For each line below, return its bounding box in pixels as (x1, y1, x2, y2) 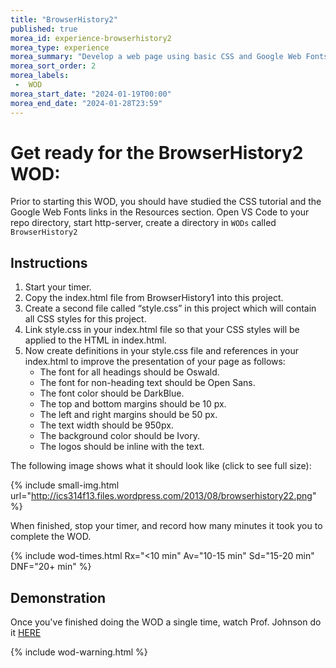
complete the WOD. (10, 531, 92, 543)
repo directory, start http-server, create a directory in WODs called (10, 217, 277, 229)
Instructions (10, 254, 88, 271)
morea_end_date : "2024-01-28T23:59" (10, 98, 163, 108)
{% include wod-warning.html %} (10, 646, 148, 658)
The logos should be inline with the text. (39, 441, 205, 453)
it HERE (10, 627, 42, 639)
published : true (10, 24, 78, 34)
